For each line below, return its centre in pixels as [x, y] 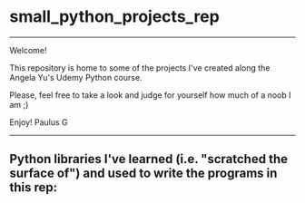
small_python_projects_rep [114, 17]
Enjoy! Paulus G [39, 122]
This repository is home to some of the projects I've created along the [140, 68]
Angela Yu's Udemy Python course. [76, 77]
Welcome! [28, 50]
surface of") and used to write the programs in [143, 174]
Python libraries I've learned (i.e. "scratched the [149, 159]
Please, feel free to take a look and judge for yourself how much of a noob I [151, 95]
